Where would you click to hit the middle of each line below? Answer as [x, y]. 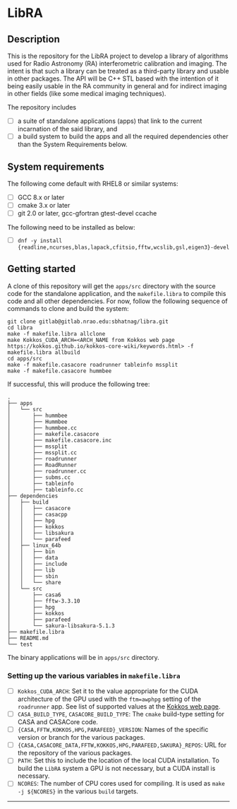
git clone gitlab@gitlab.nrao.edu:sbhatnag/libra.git [88, 321]
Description [34, 39]
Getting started [42, 269]
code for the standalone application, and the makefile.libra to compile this [117, 293]
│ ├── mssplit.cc [42, 453]
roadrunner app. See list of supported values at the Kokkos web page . [119, 707]
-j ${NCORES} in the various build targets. [78, 791]
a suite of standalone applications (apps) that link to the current [110, 121]
